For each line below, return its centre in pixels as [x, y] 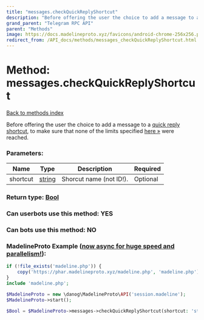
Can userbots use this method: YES [60, 214]
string [47, 179]
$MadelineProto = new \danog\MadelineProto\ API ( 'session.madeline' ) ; [96, 294]
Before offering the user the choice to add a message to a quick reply [93, 124]
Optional [146, 179]
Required [147, 169]
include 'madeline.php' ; [38, 283]
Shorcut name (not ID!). [95, 179]
